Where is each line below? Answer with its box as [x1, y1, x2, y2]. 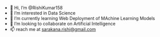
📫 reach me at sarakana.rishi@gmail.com [9, 26, 96, 32]
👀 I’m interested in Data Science [9, 10, 76, 16]
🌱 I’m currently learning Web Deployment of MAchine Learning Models [9, 15, 156, 21]
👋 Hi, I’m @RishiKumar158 [9, 5, 63, 10]
